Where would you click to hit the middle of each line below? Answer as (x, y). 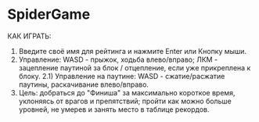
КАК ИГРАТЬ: (29, 36)
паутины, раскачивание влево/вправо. (84, 84)
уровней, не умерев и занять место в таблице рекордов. (114, 109)
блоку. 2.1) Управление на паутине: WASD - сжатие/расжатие (122, 76)
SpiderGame (49, 14)
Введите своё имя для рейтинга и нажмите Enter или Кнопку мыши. (133, 51)
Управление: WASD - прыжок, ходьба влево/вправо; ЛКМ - (118, 59)
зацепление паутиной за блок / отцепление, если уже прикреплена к (135, 67)
